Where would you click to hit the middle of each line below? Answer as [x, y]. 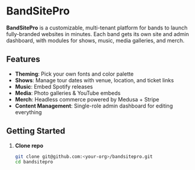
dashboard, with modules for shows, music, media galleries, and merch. [95, 40]
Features [23, 59]
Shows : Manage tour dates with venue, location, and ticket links [94, 80]
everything [28, 112]
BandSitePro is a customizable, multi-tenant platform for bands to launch [97, 28]
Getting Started [36, 131]
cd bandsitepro [34, 162]
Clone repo [29, 145]
